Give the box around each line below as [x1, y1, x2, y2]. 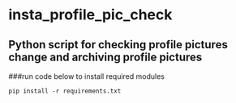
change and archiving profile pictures [8, 50, 203, 64]
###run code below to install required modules [8, 72, 165, 81]
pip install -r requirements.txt [8, 87, 122, 95]
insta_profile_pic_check [8, 6, 173, 24]
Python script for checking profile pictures [8, 38, 229, 51]
